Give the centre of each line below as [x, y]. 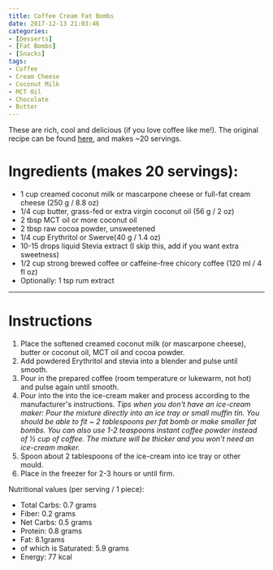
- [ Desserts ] [30, 39]
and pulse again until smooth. [69, 387]
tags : [17, 62]
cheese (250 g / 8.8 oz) [59, 203]
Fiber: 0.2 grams [48, 513]
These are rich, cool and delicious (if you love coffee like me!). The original [133, 130]
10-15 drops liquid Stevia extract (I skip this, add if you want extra [130, 246]
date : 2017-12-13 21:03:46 [54, 24]
